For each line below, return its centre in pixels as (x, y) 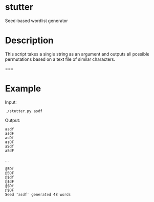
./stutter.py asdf (24, 111)
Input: (11, 102)
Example (23, 88)
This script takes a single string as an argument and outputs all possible (77, 54)
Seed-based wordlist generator (37, 21)
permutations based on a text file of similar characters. (60, 59)
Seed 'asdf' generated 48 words (38, 194)
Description (29, 40)
